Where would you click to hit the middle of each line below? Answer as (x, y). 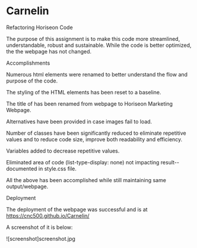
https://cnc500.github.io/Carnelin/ (48, 215)
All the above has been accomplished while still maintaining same (86, 180)
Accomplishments (28, 63)
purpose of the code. (32, 81)
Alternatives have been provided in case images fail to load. (79, 121)
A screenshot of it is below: (39, 227)
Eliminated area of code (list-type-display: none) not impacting (83, 162)
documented (22, 168)
